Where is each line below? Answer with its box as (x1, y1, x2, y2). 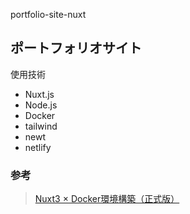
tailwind (24, 120, 58, 132)
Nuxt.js (24, 88, 55, 100)
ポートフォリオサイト (10, 40, 142, 57)
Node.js (24, 99, 58, 111)
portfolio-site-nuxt (10, 9, 87, 20)
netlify (24, 141, 52, 153)
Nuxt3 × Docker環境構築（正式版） (34, 193, 180, 205)
